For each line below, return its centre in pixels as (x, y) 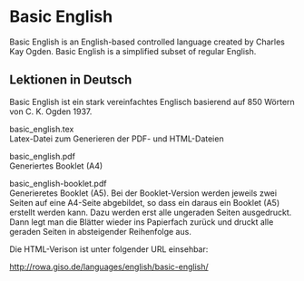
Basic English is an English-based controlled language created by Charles (147, 42)
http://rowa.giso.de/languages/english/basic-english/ (109, 266)
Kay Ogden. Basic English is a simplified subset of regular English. (133, 51)
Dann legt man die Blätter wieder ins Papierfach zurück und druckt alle (142, 222)
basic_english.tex (42, 129)
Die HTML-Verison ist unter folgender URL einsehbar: (109, 249)
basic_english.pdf (42, 156)
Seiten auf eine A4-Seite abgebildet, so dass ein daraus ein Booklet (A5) (145, 202)
